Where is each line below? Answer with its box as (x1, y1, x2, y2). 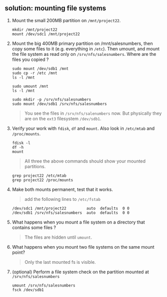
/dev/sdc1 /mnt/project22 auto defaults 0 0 (12, 206, 130, 211)
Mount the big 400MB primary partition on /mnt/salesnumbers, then (12, 40, 153, 46)
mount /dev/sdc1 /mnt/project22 (12, 31, 80, 37)
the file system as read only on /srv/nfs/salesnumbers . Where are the (12, 51, 156, 57)
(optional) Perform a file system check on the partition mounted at (12, 269, 149, 275)
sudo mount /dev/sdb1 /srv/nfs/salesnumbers (12, 101, 107, 106)
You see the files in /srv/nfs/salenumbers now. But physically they (24, 110, 162, 116)
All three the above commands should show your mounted (24, 158, 146, 164)
